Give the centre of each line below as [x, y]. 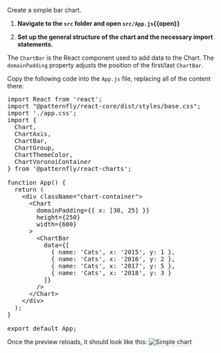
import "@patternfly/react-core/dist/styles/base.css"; [104, 106]
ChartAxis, [33, 134]
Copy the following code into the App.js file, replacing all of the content [109, 79]
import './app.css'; [42, 113]
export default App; [42, 328]
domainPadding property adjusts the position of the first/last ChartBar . [105, 65]
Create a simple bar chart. [44, 10]
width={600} [57, 224]
